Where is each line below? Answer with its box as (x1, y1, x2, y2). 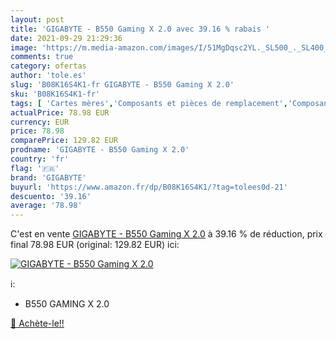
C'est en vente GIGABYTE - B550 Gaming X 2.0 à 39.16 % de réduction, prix (10, 228, 323, 240)
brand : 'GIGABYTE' (10, 172, 87, 183)
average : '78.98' (10, 201, 83, 211)
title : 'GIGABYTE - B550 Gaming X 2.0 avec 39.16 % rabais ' (10, 24, 271, 34)
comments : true (10, 52, 74, 62)
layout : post (10, 14, 65, 25)
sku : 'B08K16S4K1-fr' (10, 89, 101, 99)
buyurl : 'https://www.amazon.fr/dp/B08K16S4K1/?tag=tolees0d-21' (10, 182, 288, 192)
